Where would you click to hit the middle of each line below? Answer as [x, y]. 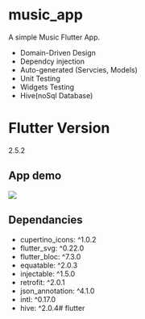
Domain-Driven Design [58, 52]
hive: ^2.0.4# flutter [52, 308]
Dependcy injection [52, 61]
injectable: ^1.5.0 [48, 273]
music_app [46, 15]
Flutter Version [59, 128]
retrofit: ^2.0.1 [42, 282]
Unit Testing [40, 78]
